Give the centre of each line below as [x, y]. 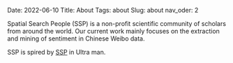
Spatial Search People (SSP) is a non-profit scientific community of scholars [117, 23]
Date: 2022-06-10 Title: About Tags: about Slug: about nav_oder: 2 [103, 10]
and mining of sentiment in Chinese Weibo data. [76, 38]
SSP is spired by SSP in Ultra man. [57, 52]
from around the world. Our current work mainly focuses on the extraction [113, 31]
